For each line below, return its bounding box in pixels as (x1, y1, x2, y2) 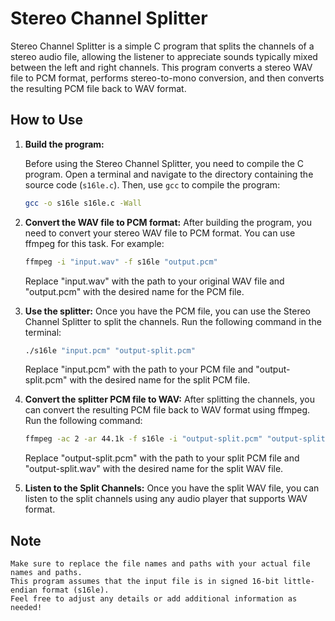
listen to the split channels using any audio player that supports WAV (24, 493, 308, 505)
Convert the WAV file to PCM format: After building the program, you (24, 216, 312, 228)
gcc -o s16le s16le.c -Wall (24, 198, 142, 208)
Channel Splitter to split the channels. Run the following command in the (24, 315, 322, 327)
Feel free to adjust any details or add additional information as (10, 594, 298, 604)
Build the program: (24, 138, 105, 150)
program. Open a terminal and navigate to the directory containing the (24, 168, 314, 180)
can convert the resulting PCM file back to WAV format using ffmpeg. (24, 404, 311, 416)
